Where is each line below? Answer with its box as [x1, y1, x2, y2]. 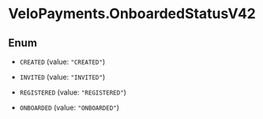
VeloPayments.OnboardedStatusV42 [8, 5, 257, 23]
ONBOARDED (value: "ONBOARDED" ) [19, 103, 120, 112]
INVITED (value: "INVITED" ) [19, 73, 105, 81]
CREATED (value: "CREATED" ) [19, 57, 105, 66]
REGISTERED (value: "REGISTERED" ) [19, 87, 126, 97]
